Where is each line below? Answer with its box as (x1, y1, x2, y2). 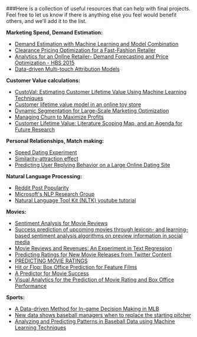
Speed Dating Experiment (14, 149, 77, 156)
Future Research (14, 126, 55, 133)
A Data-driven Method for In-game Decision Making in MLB (14, 305, 159, 312)
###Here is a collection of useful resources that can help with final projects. (6, 5, 191, 12)
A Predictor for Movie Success (14, 270, 90, 277)
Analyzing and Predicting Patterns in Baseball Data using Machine (14, 318, 175, 325)
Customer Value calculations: (6, 77, 81, 84)
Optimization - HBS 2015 (14, 59, 75, 66)
